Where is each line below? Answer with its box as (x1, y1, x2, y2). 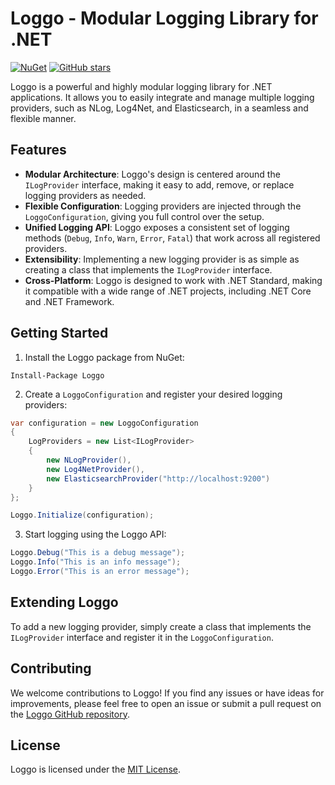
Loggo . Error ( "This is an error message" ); (10, 567, 190, 577)
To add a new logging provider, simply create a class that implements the (10, 620, 312, 632)
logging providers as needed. (24, 189, 147, 201)
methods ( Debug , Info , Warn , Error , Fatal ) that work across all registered (24, 232, 321, 244)
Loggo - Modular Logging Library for (10, 7, 319, 30)
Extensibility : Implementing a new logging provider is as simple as (24, 253, 300, 265)
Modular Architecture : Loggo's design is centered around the (24, 168, 281, 180)
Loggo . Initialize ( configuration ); (10, 510, 155, 521)
